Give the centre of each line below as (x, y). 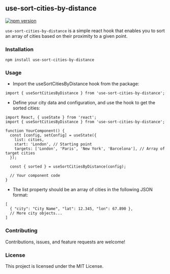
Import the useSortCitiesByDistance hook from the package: (76, 84)
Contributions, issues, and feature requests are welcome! (65, 242)
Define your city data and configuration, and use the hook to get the (84, 103)
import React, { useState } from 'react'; (51, 118)
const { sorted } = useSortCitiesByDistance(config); (68, 167)
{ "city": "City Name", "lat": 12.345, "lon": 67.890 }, (72, 209)
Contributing (21, 231)
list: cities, (29, 140)
